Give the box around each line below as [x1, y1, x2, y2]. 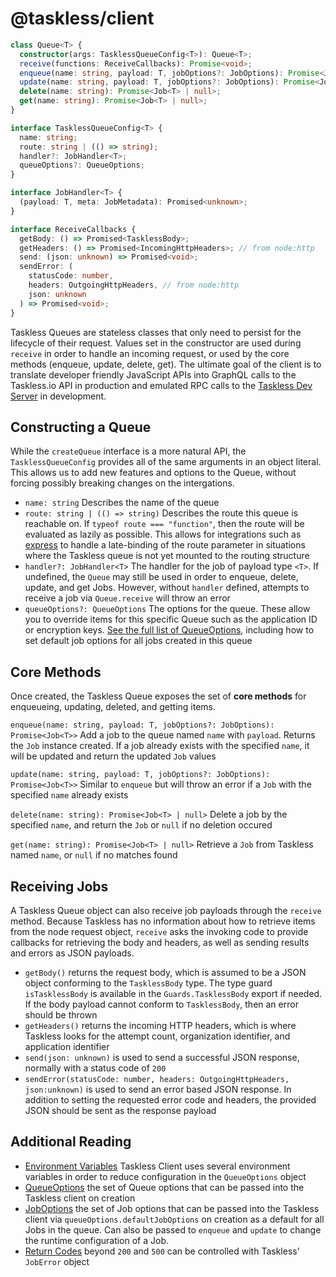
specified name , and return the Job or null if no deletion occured [10, 819, 273, 831]
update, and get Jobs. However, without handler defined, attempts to [24, 582, 310, 594]
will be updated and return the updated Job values [10, 750, 217, 762]
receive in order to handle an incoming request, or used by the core [10, 347, 290, 359]
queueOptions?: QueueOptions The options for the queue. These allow [24, 603, 311, 615]
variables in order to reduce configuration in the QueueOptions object [24, 1170, 307, 1182]
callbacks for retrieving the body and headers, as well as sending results [10, 937, 310, 948]
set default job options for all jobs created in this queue [24, 635, 253, 647]
